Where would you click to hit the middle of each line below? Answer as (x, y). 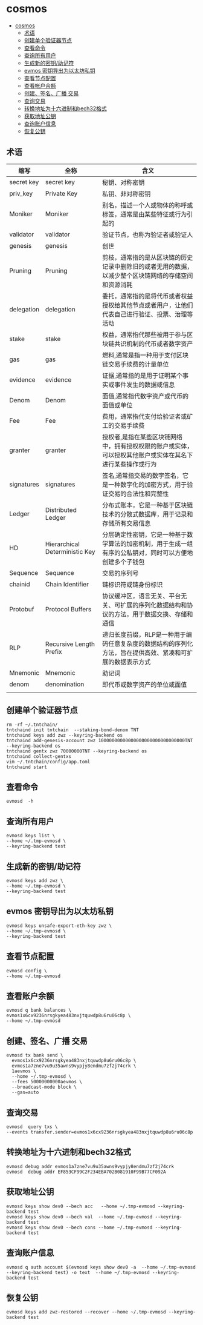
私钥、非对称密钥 (126, 194)
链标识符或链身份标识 (132, 585)
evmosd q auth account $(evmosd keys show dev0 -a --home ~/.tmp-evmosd (101, 1267)
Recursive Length (70, 644)
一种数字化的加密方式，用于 (147, 485)
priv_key (21, 193)
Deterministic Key (70, 551)
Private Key (61, 193)
